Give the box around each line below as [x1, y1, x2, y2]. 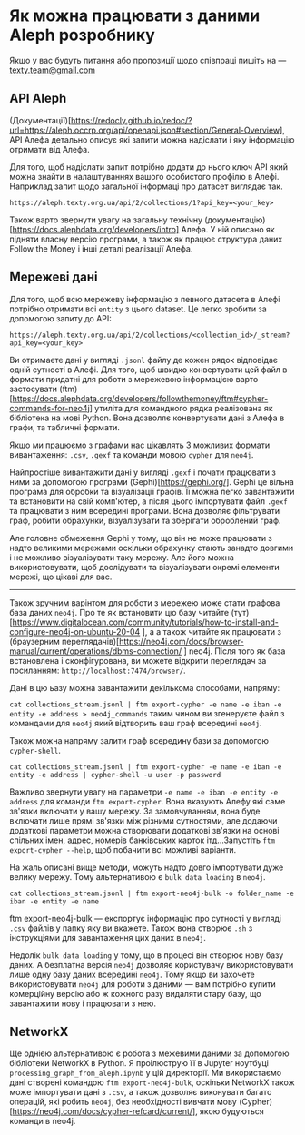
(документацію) [203, 214, 266, 225]
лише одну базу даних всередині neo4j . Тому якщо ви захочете [9, 969, 256, 980]
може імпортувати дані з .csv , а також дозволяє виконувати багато [9, 1087, 272, 1098]
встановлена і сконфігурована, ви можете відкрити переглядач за [9, 655, 267, 666]
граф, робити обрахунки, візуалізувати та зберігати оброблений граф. [9, 515, 281, 526]
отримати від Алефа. [9, 143, 90, 154]
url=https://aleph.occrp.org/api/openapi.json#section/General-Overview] [9, 124, 283, 135]
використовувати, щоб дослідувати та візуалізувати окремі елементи [9, 561, 280, 572]
